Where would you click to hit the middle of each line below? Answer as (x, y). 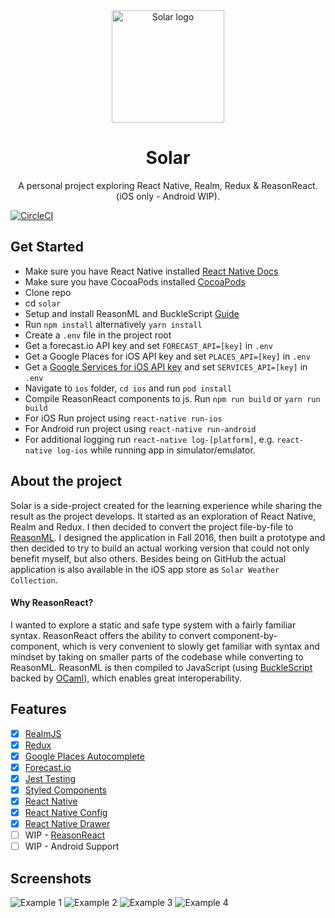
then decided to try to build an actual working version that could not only (160, 548)
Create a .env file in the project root (98, 335)
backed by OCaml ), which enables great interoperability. (126, 678)
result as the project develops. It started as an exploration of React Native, (163, 516)
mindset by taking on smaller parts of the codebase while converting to (157, 656)
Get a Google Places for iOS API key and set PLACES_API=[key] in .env (167, 356)
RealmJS (43, 733)
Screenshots (51, 878)
